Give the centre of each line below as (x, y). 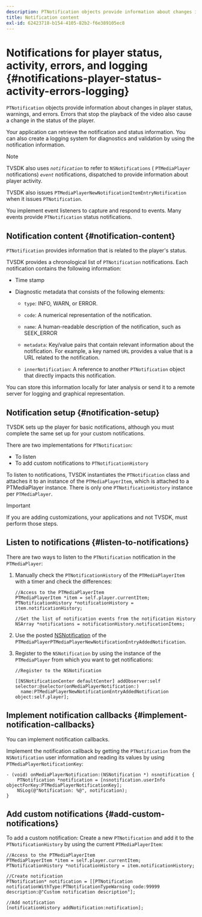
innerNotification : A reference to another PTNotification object (104, 369)
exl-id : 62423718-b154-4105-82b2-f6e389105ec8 (66, 23)
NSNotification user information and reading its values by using (85, 757)
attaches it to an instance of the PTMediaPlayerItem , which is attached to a (98, 481)
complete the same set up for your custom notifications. (76, 433)
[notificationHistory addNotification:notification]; (75, 908)
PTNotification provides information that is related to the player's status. (96, 251)
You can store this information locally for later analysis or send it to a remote (101, 387)
